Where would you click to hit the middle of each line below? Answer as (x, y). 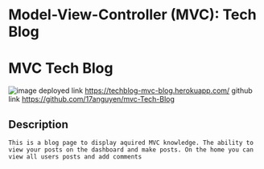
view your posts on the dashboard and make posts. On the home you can (131, 150)
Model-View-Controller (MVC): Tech (132, 15)
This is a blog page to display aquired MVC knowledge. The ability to (131, 143)
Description (38, 125)
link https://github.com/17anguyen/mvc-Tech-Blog (92, 99)
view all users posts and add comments (75, 157)
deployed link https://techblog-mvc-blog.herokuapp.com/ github (146, 91)
